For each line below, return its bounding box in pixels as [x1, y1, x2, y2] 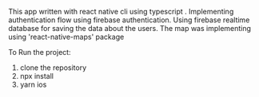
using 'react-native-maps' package [8, 32, 125, 41]
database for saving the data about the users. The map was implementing [8, 24, 252, 33]
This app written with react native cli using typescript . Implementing [8, 7, 234, 16]
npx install [19, 72, 54, 80]
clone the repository [19, 63, 87, 72]
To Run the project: [8, 48, 71, 56]
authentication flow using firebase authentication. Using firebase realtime [8, 15, 250, 25]
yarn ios [19, 80, 47, 89]
